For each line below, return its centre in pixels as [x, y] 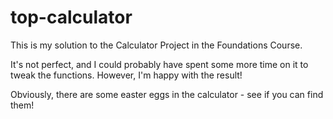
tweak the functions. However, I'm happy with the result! [126, 75]
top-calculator [71, 17]
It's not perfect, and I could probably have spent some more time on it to [159, 64]
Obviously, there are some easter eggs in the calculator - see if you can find [167, 94]
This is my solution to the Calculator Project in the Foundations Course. [156, 45]
